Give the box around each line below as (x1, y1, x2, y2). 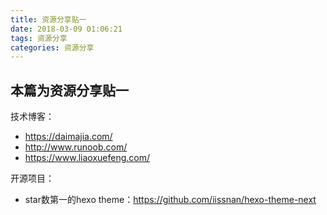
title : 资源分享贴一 (10, 14, 87, 25)
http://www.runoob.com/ (24, 141, 128, 153)
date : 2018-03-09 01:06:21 (10, 24, 123, 34)
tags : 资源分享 (10, 33, 68, 43)
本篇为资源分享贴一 (10, 82, 129, 99)
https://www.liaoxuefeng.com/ (24, 152, 151, 164)
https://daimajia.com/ (24, 131, 113, 143)
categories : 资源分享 (10, 42, 95, 53)
